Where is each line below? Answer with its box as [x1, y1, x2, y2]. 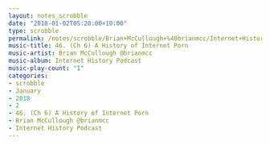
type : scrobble [8, 27, 59, 35]
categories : [8, 72, 48, 80]
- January [8, 86, 42, 95]
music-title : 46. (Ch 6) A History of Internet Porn [8, 42, 189, 50]
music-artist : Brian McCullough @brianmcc [8, 49, 153, 57]
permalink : [8, 34, 45, 43]
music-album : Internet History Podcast [8, 57, 142, 65]
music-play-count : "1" [8, 64, 84, 72]
